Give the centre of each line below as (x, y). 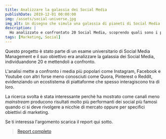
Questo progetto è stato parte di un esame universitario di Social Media (78, 51)
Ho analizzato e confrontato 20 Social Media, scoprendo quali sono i (84, 33)
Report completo (34, 131)
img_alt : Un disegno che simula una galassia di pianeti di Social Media (83, 23)
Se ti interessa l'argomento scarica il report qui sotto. (59, 122)
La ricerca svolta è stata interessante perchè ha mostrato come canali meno (82, 96)
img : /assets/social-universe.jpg (41, 19)
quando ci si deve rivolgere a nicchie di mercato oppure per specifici (75, 107)
